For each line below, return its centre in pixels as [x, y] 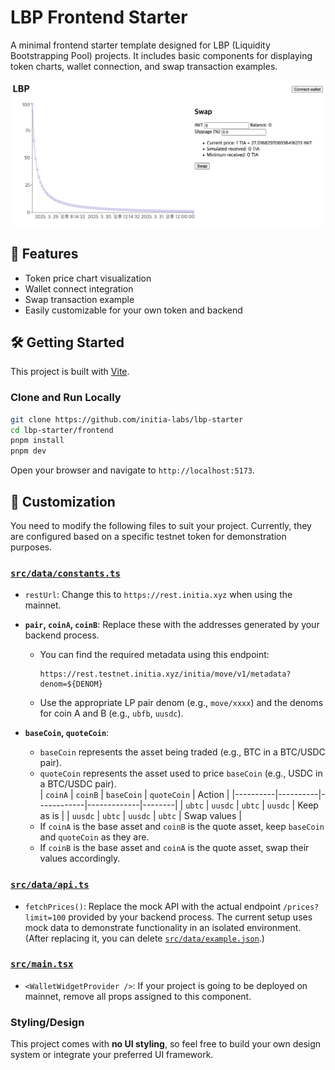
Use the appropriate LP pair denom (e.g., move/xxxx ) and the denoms [181, 703]
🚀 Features [44, 254]
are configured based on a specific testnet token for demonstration [148, 536]
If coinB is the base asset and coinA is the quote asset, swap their [174, 848]
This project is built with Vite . [70, 372]
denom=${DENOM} [71, 684]
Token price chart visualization [88, 278]
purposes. [31, 547]
